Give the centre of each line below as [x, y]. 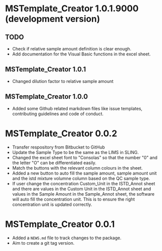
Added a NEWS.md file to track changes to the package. [67, 238]
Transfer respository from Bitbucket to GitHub [58, 147]
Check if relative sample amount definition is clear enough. [72, 49]
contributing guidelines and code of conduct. [58, 114]
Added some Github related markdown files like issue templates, [77, 108]
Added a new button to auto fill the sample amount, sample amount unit [84, 173]
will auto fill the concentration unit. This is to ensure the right [73, 199]
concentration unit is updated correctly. [52, 204]
